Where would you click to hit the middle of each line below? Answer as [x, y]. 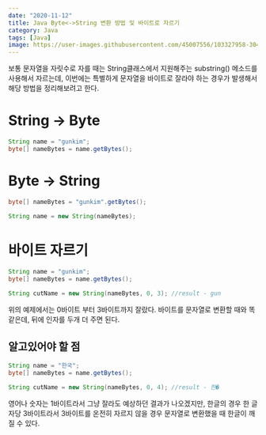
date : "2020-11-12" [40, 15]
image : [19, 45]
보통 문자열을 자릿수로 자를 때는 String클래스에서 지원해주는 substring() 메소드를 [133, 69]
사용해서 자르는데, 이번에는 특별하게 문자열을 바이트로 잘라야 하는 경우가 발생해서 [133, 78]
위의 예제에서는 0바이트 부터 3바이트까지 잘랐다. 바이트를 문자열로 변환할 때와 [127, 310]
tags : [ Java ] [30, 38]
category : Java [33, 30]
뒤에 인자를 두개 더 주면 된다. [76, 320]
